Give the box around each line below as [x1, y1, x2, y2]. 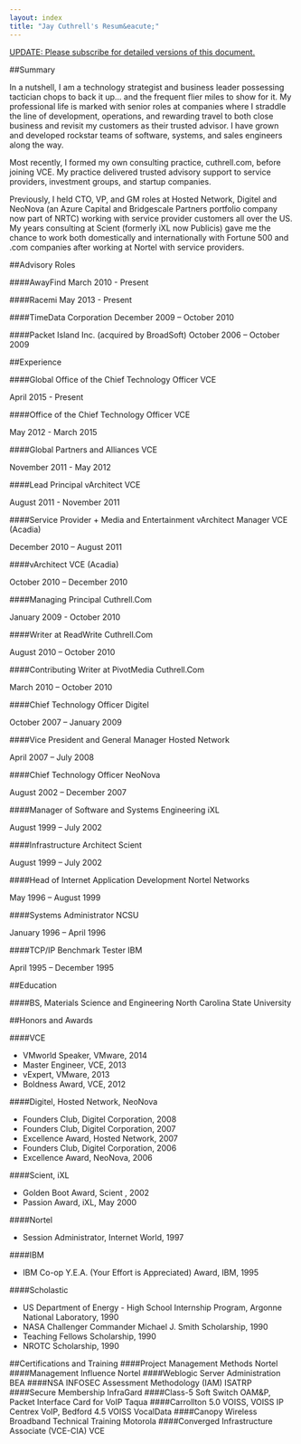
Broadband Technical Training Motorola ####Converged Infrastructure [9, 1415, 273, 1426]
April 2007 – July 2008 [9, 752, 95, 763]
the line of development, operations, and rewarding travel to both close [9, 110, 274, 121]
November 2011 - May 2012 [9, 461, 111, 472]
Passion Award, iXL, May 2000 [22, 1196, 137, 1208]
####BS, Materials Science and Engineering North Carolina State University [9, 997, 292, 1008]
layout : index [9, 13, 63, 23]
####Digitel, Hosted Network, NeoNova [9, 1096, 158, 1107]
